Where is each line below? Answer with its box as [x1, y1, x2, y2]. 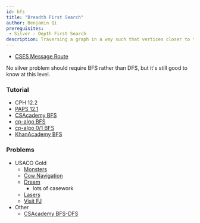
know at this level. [6, 71, 51, 78]
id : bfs [6, 8, 26, 15]
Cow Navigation [23, 172, 63, 179]
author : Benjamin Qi [6, 20, 58, 26]
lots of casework [32, 184, 74, 191]
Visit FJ [23, 197, 42, 205]
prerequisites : [6, 25, 44, 32]
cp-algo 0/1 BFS [14, 125, 55, 132]
